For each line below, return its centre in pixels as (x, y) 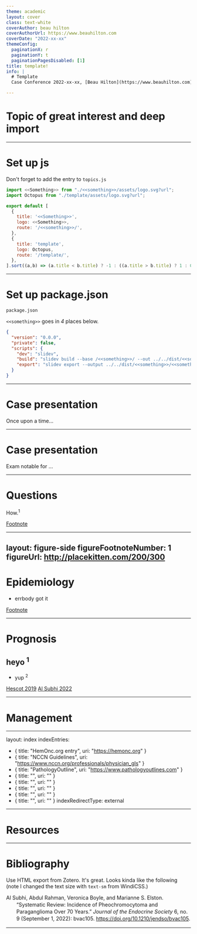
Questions (32, 495)
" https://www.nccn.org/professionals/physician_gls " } (79, 763)
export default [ (27, 206)
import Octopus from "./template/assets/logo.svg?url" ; (76, 195)
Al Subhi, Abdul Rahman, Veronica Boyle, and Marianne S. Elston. (85, 898)
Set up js (28, 163)
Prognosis (31, 639)
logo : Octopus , (35, 250)
